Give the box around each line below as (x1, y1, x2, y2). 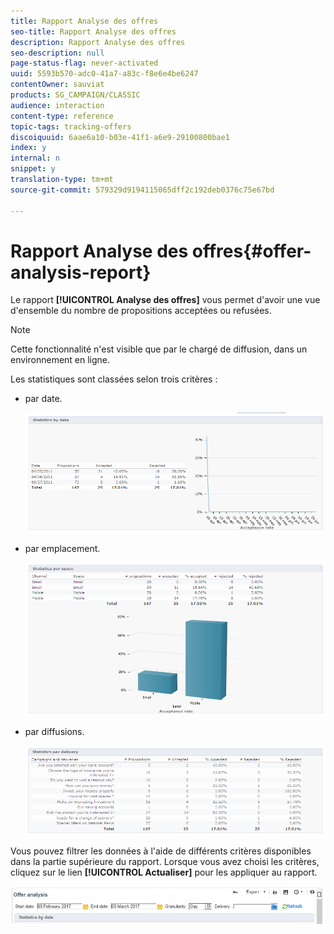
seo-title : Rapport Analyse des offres (10, 26, 177, 37)
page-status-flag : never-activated (10, 58, 159, 69)
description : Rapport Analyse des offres (10, 37, 186, 47)
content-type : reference (10, 111, 114, 121)
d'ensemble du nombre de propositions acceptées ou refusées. (10, 305, 272, 317)
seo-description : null (10, 48, 105, 58)
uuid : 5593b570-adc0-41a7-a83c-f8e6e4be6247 (10, 69, 199, 79)
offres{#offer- (191, 240, 312, 262)
